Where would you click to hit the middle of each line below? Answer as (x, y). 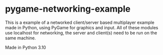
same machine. (20, 38)
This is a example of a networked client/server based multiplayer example (80, 22)
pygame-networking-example (68, 9)
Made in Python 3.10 (26, 47)
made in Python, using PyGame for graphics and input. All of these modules (82, 27)
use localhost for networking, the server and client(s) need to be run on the (81, 33)
